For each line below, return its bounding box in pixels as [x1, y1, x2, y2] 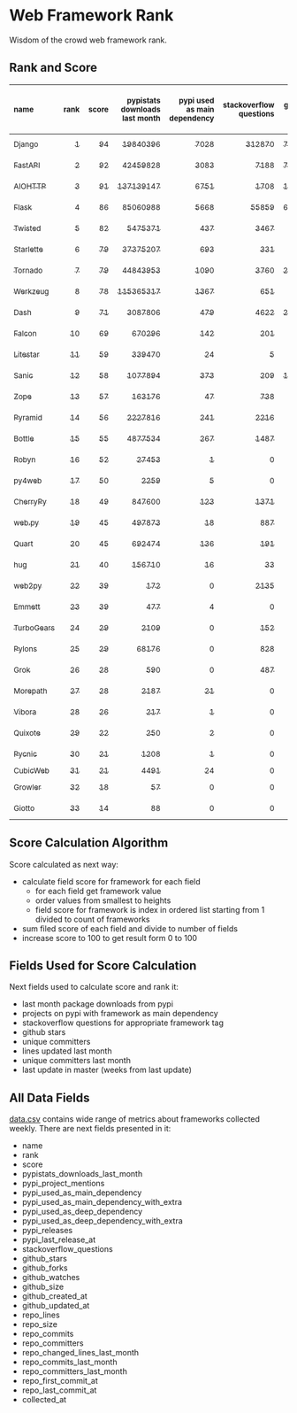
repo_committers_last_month [21, 1366, 128, 1377]
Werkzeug [13, 286, 49, 297]
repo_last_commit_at [21, 1385, 97, 1395]
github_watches [21, 1272, 80, 1283]
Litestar [13, 349, 40, 359]
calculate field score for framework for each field [21, 876, 201, 886]
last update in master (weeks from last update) [21, 1064, 193, 1076]
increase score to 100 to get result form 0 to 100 [21, 932, 197, 943]
